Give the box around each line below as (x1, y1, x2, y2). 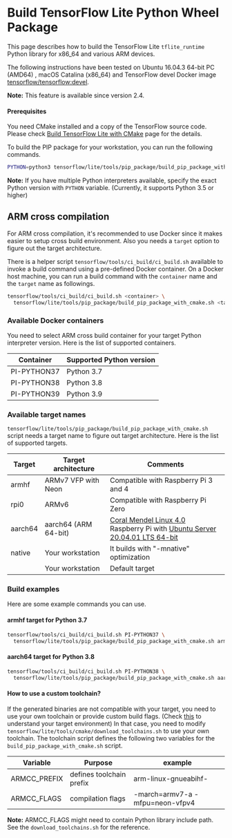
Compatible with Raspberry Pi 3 (110, 475, 213, 485)
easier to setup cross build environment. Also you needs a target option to (7, 236, 220, 245)
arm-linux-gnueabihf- (133, 774, 209, 783)
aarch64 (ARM (44, 520, 93, 529)
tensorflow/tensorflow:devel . (7, 77, 90, 86)
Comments (147, 459, 184, 469)
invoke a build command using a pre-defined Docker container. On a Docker (7, 265, 224, 273)
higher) (7, 191, 28, 200)
